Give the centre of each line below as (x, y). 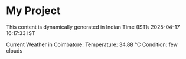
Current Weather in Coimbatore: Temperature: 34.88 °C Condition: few (92, 44)
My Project (33, 11)
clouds (14, 50)
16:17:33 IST (21, 33)
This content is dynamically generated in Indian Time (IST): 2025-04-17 (93, 27)
